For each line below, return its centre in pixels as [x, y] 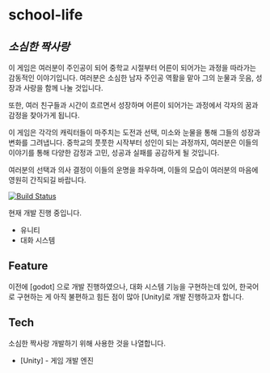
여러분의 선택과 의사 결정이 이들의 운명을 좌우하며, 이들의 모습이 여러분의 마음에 [133, 170]
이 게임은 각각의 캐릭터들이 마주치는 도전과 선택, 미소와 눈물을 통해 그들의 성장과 [135, 132]
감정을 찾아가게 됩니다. [44, 115]
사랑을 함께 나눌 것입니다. [63, 88]
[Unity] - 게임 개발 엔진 [57, 360]
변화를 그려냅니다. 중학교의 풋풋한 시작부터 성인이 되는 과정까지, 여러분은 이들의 [133, 142]
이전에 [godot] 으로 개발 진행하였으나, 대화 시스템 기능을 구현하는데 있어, [123, 286]
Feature [28, 266]
